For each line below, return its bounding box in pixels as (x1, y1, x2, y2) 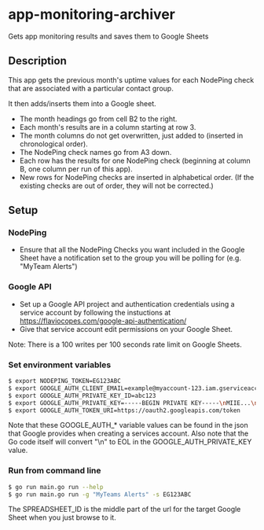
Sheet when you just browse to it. (8, 513, 116, 522)
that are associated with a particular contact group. (8, 83, 174, 93)
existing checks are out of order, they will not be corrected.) (19, 181, 214, 190)
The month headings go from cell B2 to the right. (19, 114, 178, 123)
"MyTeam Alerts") (19, 262, 78, 271)
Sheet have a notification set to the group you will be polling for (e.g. (19, 253, 242, 263)
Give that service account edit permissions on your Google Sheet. (19, 324, 233, 333)
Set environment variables (8, 359, 112, 370)
